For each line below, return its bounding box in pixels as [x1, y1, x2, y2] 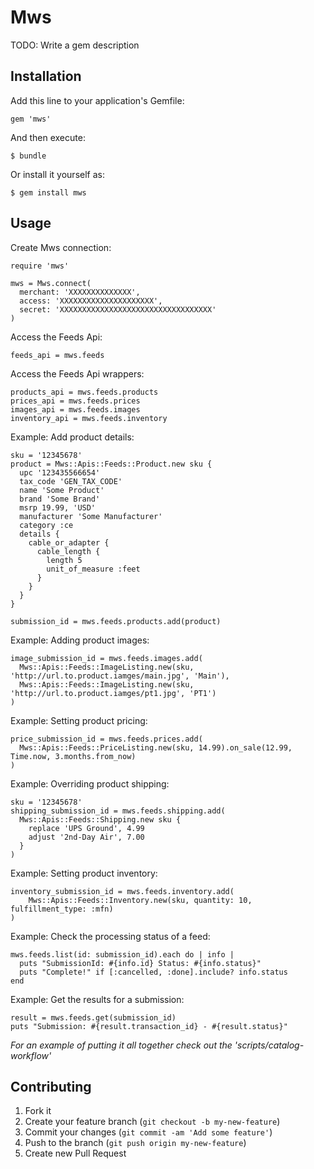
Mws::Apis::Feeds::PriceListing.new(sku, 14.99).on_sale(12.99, [19, 742, 293, 753]
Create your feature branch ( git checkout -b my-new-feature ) [24, 1116, 281, 1128]
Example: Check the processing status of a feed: [10, 930, 211, 942]
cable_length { [36, 546, 101, 556]
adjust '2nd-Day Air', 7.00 [28, 832, 145, 842]
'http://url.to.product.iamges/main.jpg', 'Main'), [10, 671, 230, 681]
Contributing [10, 1078, 92, 1095]
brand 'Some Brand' [19, 494, 101, 504]
